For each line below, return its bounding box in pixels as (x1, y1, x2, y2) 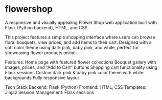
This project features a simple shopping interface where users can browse (5, 34, 155, 40)
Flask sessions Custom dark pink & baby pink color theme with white (5, 69, 144, 75)
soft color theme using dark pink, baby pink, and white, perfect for (5, 44, 139, 50)
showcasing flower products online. (5, 50, 77, 56)
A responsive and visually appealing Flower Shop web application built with (5, 20, 157, 25)
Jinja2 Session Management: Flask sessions (5, 89, 94, 95)
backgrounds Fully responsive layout (5, 75, 79, 80)
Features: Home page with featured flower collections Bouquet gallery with (5, 59, 157, 65)
